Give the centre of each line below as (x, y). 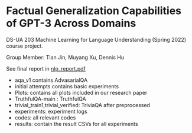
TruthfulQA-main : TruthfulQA (51, 99)
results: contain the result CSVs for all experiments (76, 124)
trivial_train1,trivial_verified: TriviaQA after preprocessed (82, 105)
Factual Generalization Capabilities (94, 11)
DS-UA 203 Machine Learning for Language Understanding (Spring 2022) (96, 39)
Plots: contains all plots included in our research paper (81, 92)
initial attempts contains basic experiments (67, 86)
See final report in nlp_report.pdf (46, 68)
